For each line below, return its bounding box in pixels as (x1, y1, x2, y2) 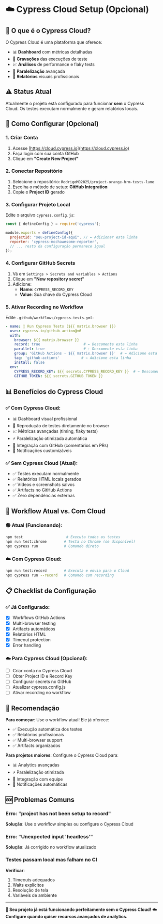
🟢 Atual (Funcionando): (5, 522, 62, 529)
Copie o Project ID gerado (12, 189, 65, 195)
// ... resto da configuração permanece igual (10, 243, 105, 249)
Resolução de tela (12, 887, 49, 893)
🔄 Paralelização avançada (12, 68, 65, 74)
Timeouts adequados (12, 876, 55, 883)
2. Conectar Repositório (5, 168, 63, 175)
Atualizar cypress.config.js (12, 684, 66, 690)
